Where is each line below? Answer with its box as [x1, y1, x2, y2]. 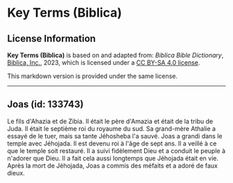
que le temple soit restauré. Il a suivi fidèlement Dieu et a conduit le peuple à [7, 146, 226, 154]
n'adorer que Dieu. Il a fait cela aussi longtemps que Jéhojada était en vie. [7, 154, 218, 162]
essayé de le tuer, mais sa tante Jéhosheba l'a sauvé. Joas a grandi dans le [7, 132, 223, 140]
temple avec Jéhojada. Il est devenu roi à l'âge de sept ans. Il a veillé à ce [7, 139, 217, 148]
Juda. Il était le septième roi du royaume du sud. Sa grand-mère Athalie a [7, 124, 216, 133]
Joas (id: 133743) [7, 99, 84, 111]
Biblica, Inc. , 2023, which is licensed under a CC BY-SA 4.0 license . [7, 58, 200, 67]
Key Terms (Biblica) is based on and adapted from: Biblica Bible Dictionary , [7, 51, 224, 59]
